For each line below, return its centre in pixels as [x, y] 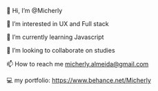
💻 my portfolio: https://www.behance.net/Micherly [79, 80]
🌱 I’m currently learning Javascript [55, 37]
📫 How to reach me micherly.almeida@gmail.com [78, 64]
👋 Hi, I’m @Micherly [34, 11]
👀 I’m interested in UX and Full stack [58, 24]
